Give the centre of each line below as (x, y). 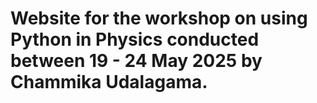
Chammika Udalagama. (109, 82)
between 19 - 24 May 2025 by (136, 61)
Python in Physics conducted (135, 39)
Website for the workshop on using (159, 18)
